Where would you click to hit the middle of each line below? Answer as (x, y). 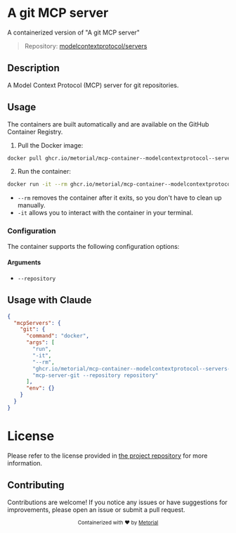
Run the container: (44, 172)
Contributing (36, 486)
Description (33, 68)
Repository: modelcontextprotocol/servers (86, 46)
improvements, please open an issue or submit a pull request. (96, 509)
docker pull (25, 158)
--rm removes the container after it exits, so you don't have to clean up (120, 198)
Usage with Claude (50, 300)
